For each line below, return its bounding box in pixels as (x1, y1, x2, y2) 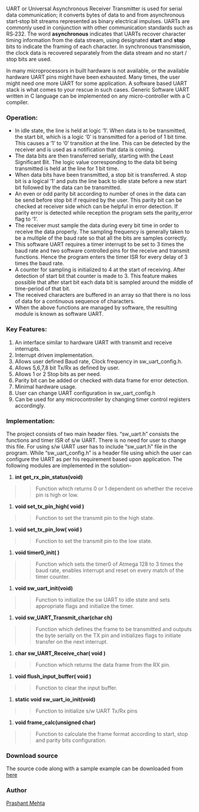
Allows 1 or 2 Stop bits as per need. (14, 370, 102, 377)
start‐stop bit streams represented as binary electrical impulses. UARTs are (6, 18, 190, 24)
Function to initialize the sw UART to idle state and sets (35, 596, 170, 603)
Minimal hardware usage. (14, 383, 77, 390)
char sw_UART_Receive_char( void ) (14, 650, 106, 657)
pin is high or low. (35, 491, 79, 499)
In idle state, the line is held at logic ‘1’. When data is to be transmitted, (14, 127, 187, 134)
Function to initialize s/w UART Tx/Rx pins (35, 707, 138, 714)
